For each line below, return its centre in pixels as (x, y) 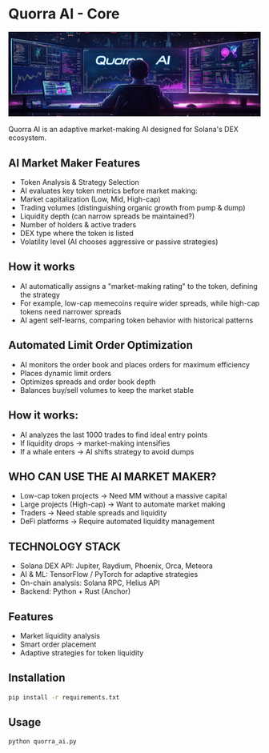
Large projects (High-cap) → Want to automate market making (122, 504)
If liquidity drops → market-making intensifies (95, 443)
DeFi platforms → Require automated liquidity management (117, 522)
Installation (37, 678)
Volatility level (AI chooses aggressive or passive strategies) (119, 242)
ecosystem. (28, 138)
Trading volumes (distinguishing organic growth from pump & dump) (132, 208)
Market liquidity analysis (60, 635)
